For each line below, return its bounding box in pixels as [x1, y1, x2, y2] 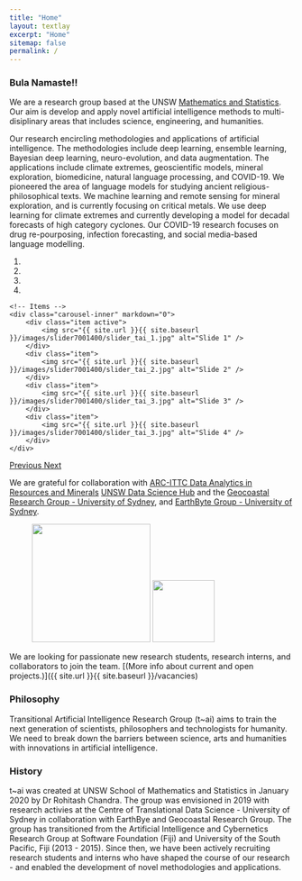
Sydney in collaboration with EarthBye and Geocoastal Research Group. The [9, 814, 292, 825]
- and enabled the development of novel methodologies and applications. [9, 862, 282, 873]
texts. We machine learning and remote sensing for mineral [60, 191, 280, 202]
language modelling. [9, 239, 86, 250]
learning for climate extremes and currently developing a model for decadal [9, 210, 290, 221]
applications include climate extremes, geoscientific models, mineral [9, 162, 264, 173]
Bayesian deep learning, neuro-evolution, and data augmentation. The [9, 152, 270, 163]
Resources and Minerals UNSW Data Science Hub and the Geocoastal [9, 487, 270, 498]
